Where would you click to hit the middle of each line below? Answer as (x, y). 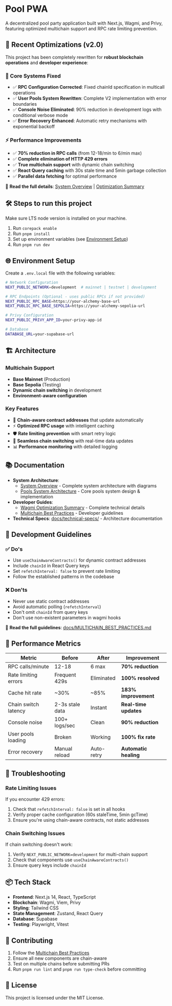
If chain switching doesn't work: (39, 844)
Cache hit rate (25, 693)
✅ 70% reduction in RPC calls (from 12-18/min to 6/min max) (77, 153)
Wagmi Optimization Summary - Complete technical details (82, 507)
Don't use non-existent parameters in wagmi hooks (67, 617)
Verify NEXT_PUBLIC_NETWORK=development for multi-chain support (80, 855)
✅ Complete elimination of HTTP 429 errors (60, 159)
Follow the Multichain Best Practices (51, 953)
